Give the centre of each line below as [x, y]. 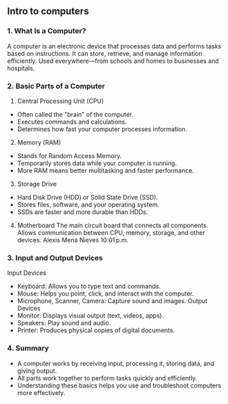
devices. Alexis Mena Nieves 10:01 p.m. [73, 240]
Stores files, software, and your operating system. [88, 204]
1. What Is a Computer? [47, 31]
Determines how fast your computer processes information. [102, 129]
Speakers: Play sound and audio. [64, 323]
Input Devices [27, 273]
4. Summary [28, 348]
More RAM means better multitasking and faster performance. [106, 170]
